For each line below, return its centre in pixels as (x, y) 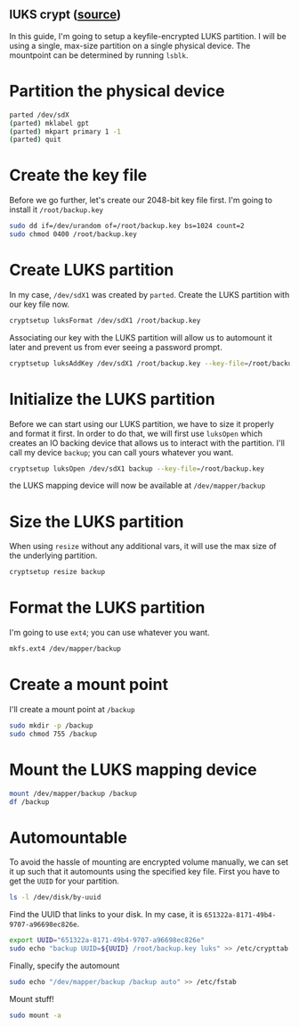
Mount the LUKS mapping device (133, 769)
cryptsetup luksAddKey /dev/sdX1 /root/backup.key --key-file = (129, 363)
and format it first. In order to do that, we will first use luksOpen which (136, 433)
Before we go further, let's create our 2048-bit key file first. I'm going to (141, 201)
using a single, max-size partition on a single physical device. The (130, 45)
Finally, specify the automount (65, 965)
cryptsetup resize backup (57, 572)
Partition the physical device (117, 91)
